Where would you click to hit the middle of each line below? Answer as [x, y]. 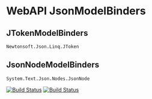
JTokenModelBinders [47, 33]
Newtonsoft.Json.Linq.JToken [43, 47]
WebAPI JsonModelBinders [76, 11]
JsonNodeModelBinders [53, 65]
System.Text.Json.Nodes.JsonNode [48, 79]
